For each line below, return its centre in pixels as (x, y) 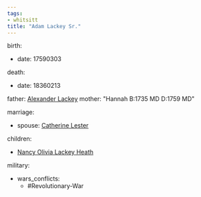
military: (19, 165)
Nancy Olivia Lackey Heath (55, 152)
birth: (15, 46)
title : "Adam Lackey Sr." (44, 26)
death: (16, 72)
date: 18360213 (39, 86)
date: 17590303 (39, 59)
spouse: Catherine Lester (53, 126)
